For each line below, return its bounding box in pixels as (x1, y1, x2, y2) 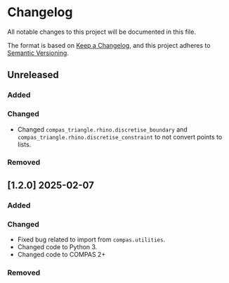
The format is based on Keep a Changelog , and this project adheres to (7, 41, 211, 49)
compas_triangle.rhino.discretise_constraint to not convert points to (17, 132, 223, 141)
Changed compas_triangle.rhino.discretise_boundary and (17, 125, 188, 134)
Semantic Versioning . (7, 49, 69, 57)
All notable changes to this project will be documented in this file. (7, 27, 197, 36)
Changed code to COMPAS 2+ (17, 251, 106, 259)
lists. (17, 140, 32, 149)
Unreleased (7, 69, 60, 81)
